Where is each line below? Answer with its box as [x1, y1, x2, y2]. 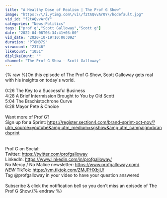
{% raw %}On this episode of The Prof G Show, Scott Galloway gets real [5, 72, 153, 78]
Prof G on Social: [5, 146, 40, 152]
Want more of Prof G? [5, 114, 50, 120]
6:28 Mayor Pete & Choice [5, 103, 59, 109]
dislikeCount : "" [5, 53, 41, 59]
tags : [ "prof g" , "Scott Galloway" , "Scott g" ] [5, 26, 101, 31]
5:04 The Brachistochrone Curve [5, 98, 73, 104]
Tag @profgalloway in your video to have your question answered [5, 172, 140, 178]
